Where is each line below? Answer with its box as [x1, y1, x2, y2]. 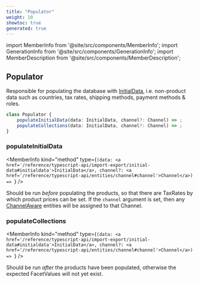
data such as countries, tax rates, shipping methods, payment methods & [6, 94, 186, 101]
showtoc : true [6, 20, 42, 26]
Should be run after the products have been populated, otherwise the [6, 264, 177, 271]
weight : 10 [6, 14, 33, 20]
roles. [6, 100, 20, 107]
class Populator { [6, 111, 52, 118]
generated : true [6, 25, 46, 32]
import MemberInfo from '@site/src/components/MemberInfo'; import [6, 42, 178, 49]
